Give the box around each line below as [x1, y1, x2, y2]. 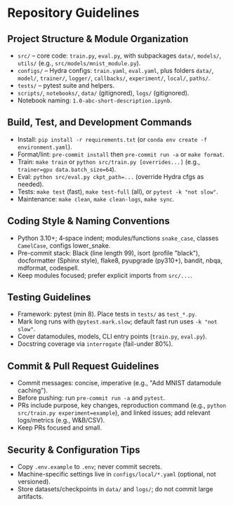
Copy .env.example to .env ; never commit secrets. [17, 462, 163, 471]
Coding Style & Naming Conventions [7, 215, 170, 227]
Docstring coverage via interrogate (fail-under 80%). [17, 340, 173, 348]
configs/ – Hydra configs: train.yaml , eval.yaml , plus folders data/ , [17, 67, 214, 74]
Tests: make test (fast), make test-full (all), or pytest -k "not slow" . [17, 187, 219, 196]
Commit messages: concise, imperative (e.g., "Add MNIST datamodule [17, 379, 222, 387]
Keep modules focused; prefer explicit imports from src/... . [17, 271, 193, 279]
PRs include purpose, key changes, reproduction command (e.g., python [17, 401, 227, 410]
